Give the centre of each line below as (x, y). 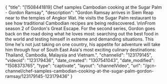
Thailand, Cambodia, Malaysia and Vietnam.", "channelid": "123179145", (79, 55)
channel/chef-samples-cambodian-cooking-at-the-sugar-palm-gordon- (79, 71)
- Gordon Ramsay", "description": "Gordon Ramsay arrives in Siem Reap (79, 12)
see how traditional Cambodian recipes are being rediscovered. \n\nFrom (80, 23)
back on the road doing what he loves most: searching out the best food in (82, 34)
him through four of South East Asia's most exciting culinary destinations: (81, 50)
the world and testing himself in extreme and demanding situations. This (79, 39)
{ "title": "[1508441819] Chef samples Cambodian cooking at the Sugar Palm (83, 7)
